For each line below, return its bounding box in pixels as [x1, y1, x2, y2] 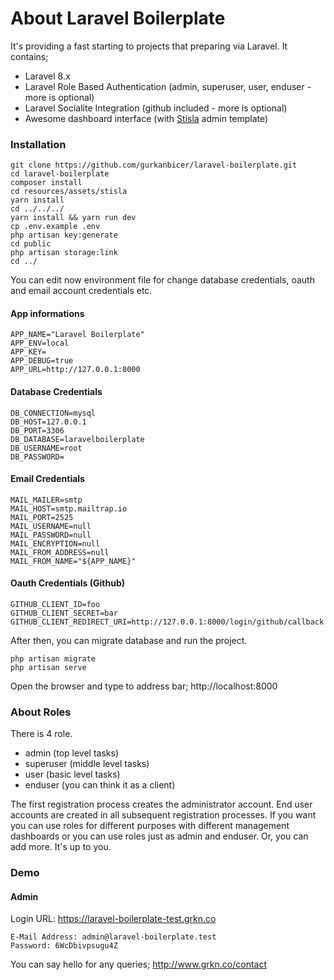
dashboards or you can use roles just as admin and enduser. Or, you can [10, 830, 309, 842]
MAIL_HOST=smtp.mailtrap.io [10, 503, 128, 514]
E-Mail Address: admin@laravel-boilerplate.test [10, 932, 217, 942]
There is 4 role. [10, 728, 73, 740]
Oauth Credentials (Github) [10, 577, 126, 589]
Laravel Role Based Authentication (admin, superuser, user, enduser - [24, 80, 312, 92]
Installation [10, 137, 67, 151]
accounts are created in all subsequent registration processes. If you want [10, 809, 317, 821]
